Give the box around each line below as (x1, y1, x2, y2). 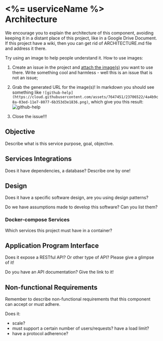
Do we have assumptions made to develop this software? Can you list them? (5, 204, 158, 210)
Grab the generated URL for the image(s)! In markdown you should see (12, 84, 155, 90)
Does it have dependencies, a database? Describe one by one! (5, 167, 130, 174)
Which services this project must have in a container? (5, 227, 113, 233)
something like (12, 89, 42, 95)
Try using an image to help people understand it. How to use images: (5, 55, 144, 60)
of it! (5, 260, 15, 265)
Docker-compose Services (5, 216, 70, 223)
